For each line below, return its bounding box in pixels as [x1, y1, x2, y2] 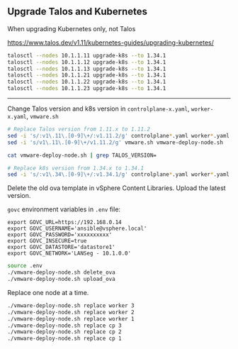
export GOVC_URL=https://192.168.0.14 [7, 219, 122, 226]
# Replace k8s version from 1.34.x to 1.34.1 [7, 165, 144, 172]
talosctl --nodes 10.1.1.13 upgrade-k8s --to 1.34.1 [7, 65, 166, 72]
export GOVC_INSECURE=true [7, 238, 87, 245]
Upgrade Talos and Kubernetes [7, 6, 147, 18]
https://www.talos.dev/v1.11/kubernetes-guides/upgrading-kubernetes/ [7, 38, 214, 47]
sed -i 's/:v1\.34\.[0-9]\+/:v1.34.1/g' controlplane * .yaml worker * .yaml [7, 171, 230, 178]
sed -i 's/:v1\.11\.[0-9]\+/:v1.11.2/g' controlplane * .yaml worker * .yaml [7, 132, 230, 139]
